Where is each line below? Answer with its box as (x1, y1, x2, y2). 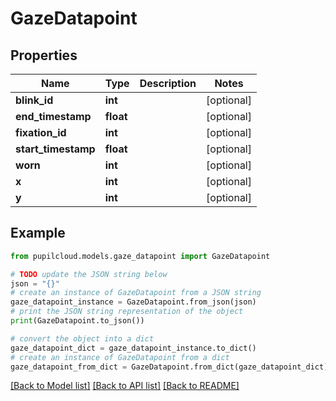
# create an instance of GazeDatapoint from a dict (10, 352, 230, 362)
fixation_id (15, 126, 67, 139)
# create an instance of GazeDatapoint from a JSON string (10, 288, 262, 298)
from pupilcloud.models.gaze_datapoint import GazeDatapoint (10, 251, 271, 261)
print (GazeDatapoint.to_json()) (10, 316, 145, 326)
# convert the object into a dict (10, 333, 155, 344)
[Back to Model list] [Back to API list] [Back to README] (10, 380, 240, 392)
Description (139, 77, 197, 90)
